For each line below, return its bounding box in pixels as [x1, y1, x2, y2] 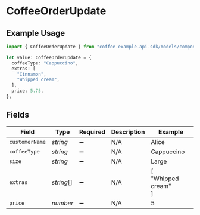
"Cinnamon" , [17, 71, 46, 77]
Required [79, 127, 106, 136]
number [51, 199, 74, 207]
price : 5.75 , [11, 88, 44, 94]
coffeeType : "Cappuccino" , [11, 60, 79, 66]
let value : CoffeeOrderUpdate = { [6, 54, 92, 60]
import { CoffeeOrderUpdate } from [6, 44, 95, 50]
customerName [9, 139, 46, 145]
